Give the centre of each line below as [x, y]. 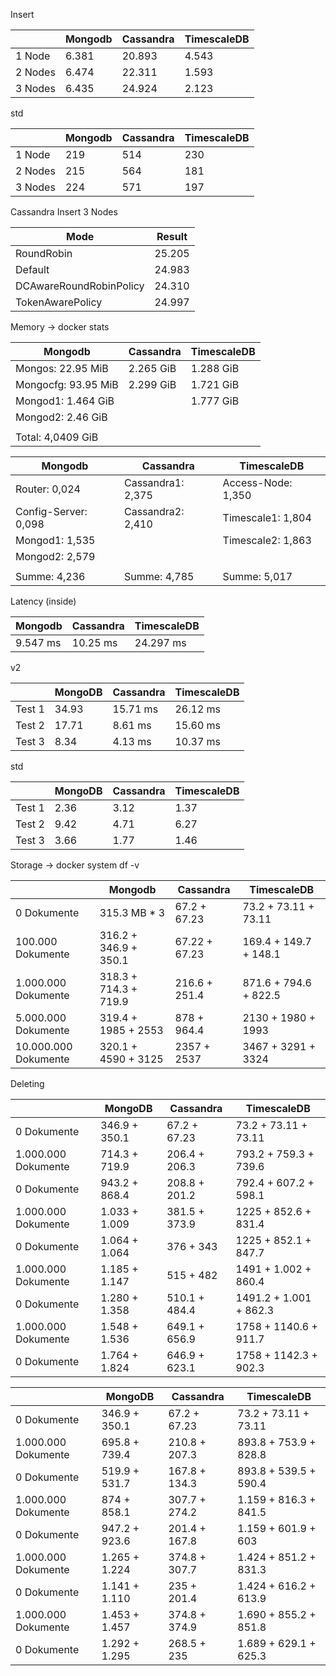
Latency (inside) [43, 601]
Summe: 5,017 [257, 576]
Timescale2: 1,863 [267, 540]
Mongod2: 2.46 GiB [61, 417]
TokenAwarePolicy [59, 302]
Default [32, 269]
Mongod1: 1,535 [55, 540]
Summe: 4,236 [50, 576]
